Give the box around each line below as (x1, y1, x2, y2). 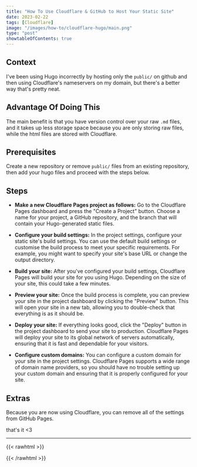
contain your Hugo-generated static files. (14, 220, 114, 227)
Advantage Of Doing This (6, 102, 101, 112)
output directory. (14, 256, 56, 263)
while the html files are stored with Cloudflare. (6, 130, 117, 138)
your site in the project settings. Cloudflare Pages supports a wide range (14, 358, 190, 365)
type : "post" (6, 30, 38, 36)
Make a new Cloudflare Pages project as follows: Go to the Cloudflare (14, 201, 186, 208)
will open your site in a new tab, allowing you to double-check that (14, 304, 175, 311)
